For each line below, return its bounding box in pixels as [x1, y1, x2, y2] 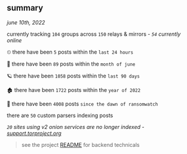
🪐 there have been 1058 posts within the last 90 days [7, 72, 140, 79]
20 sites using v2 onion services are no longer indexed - [7, 123, 145, 130]
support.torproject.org [7, 130, 62, 137]
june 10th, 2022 [7, 19, 45, 26]
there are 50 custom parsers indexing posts [7, 112, 114, 119]
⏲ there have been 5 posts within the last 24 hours [7, 48, 134, 56]
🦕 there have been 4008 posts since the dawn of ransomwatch [7, 100, 158, 107]
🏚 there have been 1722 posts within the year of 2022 [7, 86, 141, 93]
